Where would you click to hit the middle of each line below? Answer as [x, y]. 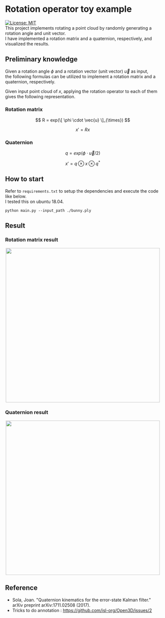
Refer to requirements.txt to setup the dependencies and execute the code [82, 191]
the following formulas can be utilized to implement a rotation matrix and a [81, 76]
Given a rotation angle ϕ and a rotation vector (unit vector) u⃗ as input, [77, 71]
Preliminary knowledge [41, 60]
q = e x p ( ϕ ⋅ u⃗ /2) [83, 153]
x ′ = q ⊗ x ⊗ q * [83, 163]
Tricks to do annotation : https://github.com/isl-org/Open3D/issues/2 [82, 610]
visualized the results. [27, 43]
